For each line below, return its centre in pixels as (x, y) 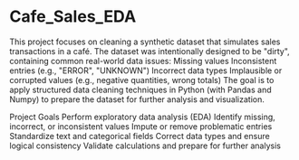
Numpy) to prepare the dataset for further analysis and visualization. (137, 99)
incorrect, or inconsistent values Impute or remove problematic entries (141, 126)
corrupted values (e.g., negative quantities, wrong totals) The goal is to (142, 80)
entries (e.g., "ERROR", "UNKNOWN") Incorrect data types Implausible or (146, 71)
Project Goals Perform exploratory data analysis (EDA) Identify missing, (143, 117)
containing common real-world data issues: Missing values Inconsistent (143, 61)
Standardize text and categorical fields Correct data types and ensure (140, 136)
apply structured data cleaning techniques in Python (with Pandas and (140, 89)
